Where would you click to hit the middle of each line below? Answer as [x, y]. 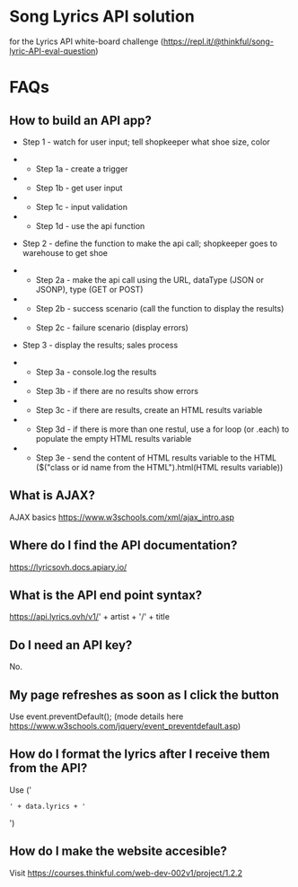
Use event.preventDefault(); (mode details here [96, 716]
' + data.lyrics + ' [48, 806]
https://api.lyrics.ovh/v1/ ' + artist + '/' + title [90, 617]
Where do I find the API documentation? [123, 545]
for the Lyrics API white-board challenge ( [87, 41]
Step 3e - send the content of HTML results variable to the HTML [156, 457]
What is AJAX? [53, 496]
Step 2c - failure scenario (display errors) [112, 327]
